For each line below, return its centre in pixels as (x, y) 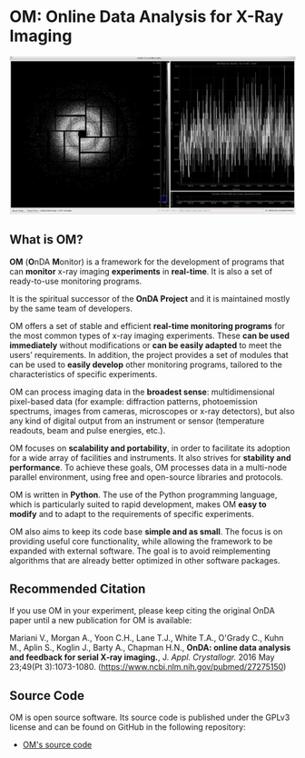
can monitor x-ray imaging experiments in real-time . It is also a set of (141, 271)
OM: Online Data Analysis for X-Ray (147, 17)
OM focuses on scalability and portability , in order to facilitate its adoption (150, 448)
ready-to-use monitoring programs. (76, 281)
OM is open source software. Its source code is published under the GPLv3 (150, 718)
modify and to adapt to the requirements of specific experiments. (132, 514)
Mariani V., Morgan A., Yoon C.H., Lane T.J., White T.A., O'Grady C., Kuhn (147, 638)
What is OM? (46, 239)
